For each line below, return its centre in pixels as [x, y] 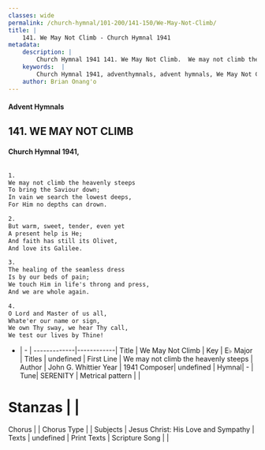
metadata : [24, 45]
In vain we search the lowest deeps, [70, 197]
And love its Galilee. [45, 248]
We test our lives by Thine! [56, 336]
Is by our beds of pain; [49, 277]
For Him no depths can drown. [58, 205]
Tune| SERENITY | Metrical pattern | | [80, 376]
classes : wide [32, 15]
